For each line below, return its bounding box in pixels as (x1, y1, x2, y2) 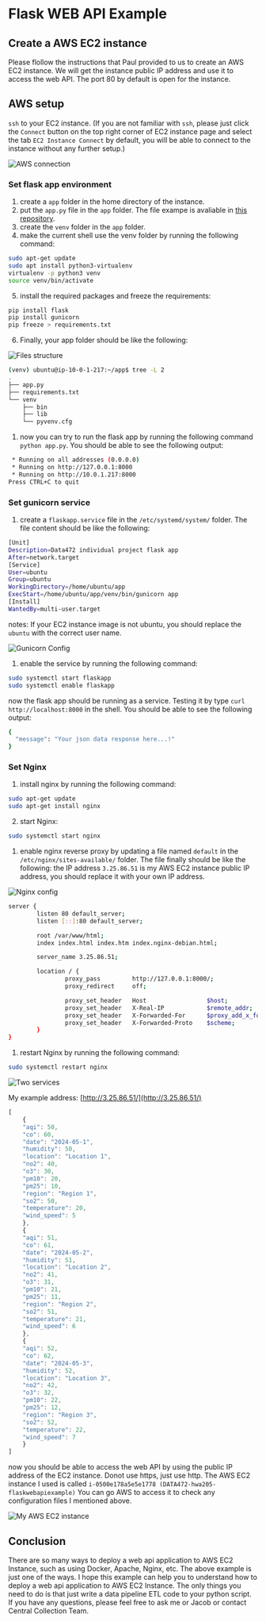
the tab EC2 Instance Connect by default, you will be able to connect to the (8, 135, 251, 144)
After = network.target (8, 553, 80, 561)
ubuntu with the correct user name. (8, 628, 122, 638)
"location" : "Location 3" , (22, 1374, 112, 1382)
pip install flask (8, 306, 69, 314)
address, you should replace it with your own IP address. (19, 872, 205, 881)
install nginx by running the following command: (19, 780, 177, 789)
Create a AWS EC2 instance (8, 37, 148, 50)
